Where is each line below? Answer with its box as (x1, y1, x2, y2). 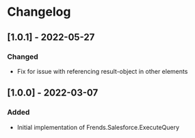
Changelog (7, 4, 71, 20)
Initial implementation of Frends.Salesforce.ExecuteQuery (16, 123, 180, 131)
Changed (7, 52, 39, 61)
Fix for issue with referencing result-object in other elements (16, 67, 188, 75)
